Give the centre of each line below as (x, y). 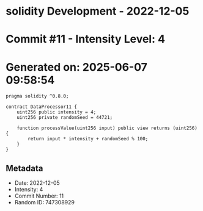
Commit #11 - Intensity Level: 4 (86, 39)
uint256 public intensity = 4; (57, 112)
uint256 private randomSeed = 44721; (65, 118)
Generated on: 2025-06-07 (77, 67)
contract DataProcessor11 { (42, 107)
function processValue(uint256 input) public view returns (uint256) (107, 128)
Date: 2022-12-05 (37, 183)
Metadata (24, 168)
